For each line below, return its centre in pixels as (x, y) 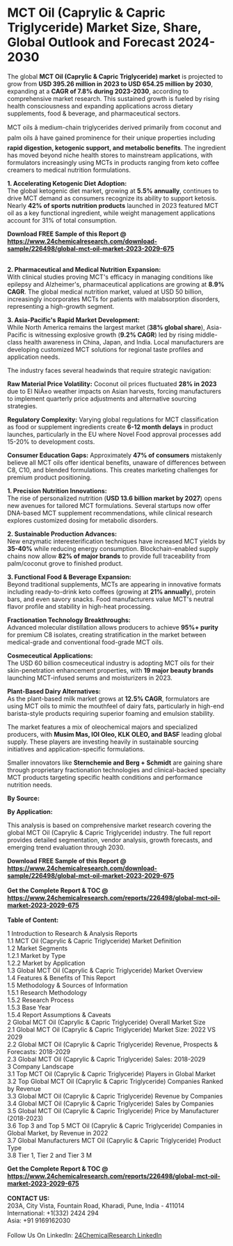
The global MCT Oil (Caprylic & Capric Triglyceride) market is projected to (115, 76)
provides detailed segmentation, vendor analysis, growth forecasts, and (110, 840)
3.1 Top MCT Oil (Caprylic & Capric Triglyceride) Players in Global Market (111, 1073)
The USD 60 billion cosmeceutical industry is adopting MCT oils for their (111, 663)
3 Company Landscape (41, 1067)
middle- (206, 335)
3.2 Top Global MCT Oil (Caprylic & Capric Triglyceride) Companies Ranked (115, 1081)
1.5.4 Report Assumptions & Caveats (59, 1014)
